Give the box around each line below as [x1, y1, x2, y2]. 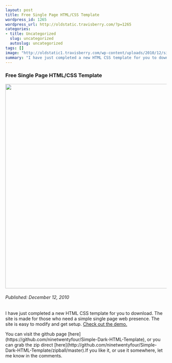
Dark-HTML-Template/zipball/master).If [5, 347, 89, 353]
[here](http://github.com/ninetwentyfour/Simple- [54, 342, 157, 348]
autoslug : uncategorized [10, 41, 63, 46]
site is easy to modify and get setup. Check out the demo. [5, 321, 127, 327]
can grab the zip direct [5, 342, 53, 348]
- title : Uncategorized [5, 31, 56, 36]
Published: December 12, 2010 [5, 294, 70, 301]
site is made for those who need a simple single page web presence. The [5, 315, 160, 322]
